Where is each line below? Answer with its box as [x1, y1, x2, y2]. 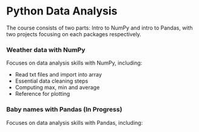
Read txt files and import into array [15, 71, 102, 78]
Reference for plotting [15, 90, 70, 98]
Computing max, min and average [15, 84, 100, 91]
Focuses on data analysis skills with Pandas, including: [6, 119, 143, 126]
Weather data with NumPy [6, 45, 86, 54]
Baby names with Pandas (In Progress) [6, 105, 123, 114]
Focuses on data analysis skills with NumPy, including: [6, 59, 143, 67]
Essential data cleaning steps [15, 77, 89, 85]
